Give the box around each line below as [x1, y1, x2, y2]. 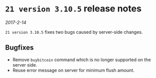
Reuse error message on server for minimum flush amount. [12, 67, 134, 73]
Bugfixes [5, 43, 34, 52]
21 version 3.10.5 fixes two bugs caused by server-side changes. [5, 29, 143, 35]
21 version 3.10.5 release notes [5, 3, 142, 14]
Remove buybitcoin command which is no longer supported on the [12, 57, 151, 63]
